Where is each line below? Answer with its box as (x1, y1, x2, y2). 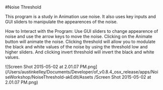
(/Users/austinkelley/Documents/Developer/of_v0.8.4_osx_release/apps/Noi (5, 69, 159, 75)
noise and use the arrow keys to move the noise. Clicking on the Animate (5, 34, 153, 39)
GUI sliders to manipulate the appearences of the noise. (5, 19, 118, 24)
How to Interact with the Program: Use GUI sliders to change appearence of (5, 28, 159, 34)
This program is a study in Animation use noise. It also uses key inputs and (5, 14, 156, 19)
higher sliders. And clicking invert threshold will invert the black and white (5, 49, 155, 55)
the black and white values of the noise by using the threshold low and (5, 44, 148, 49)
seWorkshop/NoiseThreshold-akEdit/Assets (5, 74, 93, 80)
